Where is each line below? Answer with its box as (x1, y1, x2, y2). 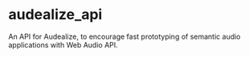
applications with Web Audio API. (8, 40, 118, 49)
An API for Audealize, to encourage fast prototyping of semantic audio (8, 32, 241, 41)
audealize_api (8, 6, 103, 24)
